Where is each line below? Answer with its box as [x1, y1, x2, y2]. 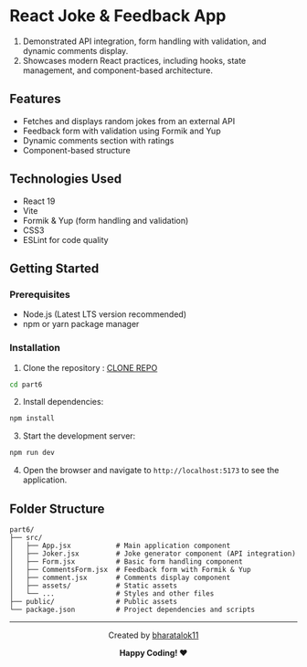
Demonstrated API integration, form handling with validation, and [22, 36, 267, 47]
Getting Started [9, 260, 100, 276]
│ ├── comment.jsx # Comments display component [9, 573, 231, 582]
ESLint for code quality [22, 234, 109, 245]
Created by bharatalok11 [108, 630, 199, 641]
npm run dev [9, 449, 55, 458]
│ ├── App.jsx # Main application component [9, 541, 231, 550]
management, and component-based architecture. [22, 65, 213, 76]
